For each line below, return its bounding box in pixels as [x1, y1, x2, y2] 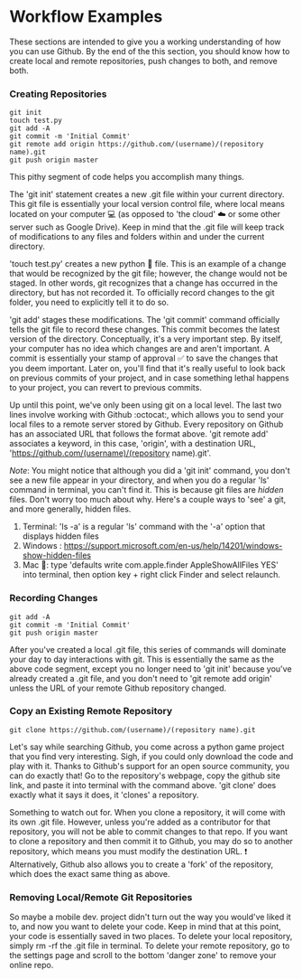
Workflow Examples [9, 6, 163, 27]
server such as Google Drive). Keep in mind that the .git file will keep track [9, 221, 285, 232]
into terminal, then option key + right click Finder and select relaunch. [22, 570, 281, 580]
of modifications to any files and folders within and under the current [9, 231, 265, 242]
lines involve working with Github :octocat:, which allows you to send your [9, 409, 284, 420]
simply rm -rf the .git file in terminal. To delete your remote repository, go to [9, 940, 290, 951]
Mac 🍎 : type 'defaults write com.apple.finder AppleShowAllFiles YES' [22, 560, 279, 570]
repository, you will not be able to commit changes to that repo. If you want [9, 825, 288, 837]
